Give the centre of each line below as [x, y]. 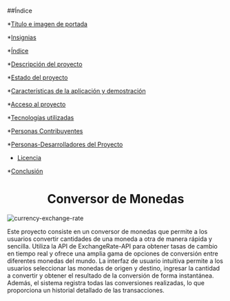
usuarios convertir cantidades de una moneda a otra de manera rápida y [109, 239]
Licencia [29, 158]
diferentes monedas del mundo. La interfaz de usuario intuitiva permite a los [115, 261]
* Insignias [22, 37]
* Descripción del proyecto [45, 64]
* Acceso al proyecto [36, 104]
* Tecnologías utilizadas [41, 118]
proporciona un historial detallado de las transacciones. [86, 290]
